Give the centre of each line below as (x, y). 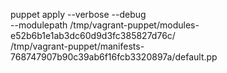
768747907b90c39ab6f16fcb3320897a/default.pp (114, 57)
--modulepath (39, 25)
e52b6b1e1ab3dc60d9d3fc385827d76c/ (93, 35)
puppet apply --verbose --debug (78, 14)
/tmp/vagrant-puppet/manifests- (77, 46)
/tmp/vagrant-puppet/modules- (134, 25)
